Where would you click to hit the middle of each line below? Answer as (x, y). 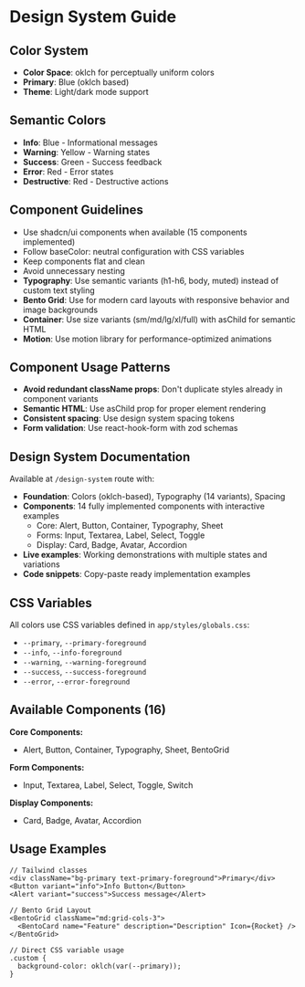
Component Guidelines (77, 210)
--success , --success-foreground (84, 672)
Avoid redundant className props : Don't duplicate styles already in (152, 389)
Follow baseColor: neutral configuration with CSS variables (133, 251)
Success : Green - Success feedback (92, 162)
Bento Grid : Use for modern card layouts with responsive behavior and (156, 299)
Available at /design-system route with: (82, 479)
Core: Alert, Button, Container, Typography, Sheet (130, 526)
